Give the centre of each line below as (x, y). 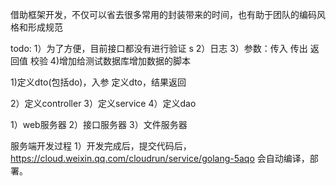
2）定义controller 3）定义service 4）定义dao (103, 103)
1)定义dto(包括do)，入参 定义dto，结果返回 (98, 82)
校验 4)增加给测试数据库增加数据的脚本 (110, 61)
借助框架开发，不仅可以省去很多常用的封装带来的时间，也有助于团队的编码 (163, 14)
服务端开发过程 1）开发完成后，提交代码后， (101, 146)
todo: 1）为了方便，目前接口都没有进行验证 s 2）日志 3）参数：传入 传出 (159, 48)
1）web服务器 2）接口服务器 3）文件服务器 (99, 124)
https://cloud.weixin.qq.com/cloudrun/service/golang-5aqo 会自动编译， (160, 158)
